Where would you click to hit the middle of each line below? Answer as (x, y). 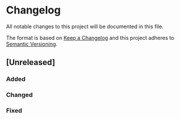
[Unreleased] (31, 62)
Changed (20, 95)
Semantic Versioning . (32, 44)
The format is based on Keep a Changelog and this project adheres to (90, 38)
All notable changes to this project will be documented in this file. (85, 26)
